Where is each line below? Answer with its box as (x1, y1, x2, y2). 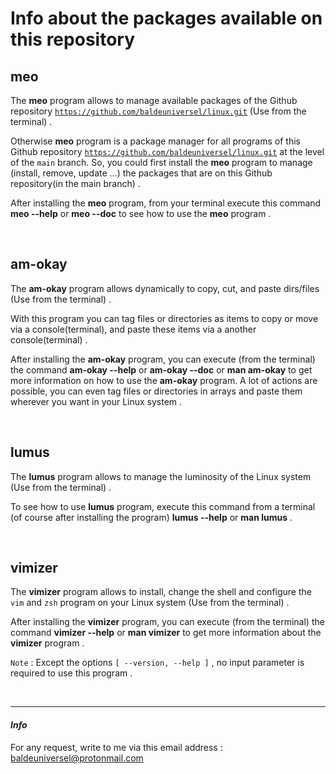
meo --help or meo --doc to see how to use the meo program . (10, 208, 272, 219)
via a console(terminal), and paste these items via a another (10, 323, 257, 335)
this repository (10, 28, 135, 51)
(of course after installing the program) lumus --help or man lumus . (10, 511, 293, 523)
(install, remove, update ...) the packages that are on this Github (10, 167, 273, 179)
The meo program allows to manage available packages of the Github (10, 95, 298, 106)
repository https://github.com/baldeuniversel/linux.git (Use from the (10, 105, 307, 117)
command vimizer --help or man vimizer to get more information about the (10, 627, 322, 639)
